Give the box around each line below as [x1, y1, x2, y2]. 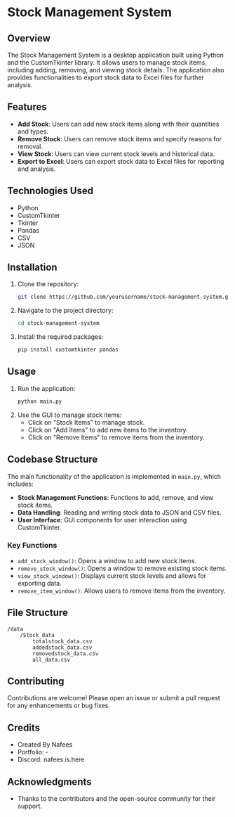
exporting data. [17, 579, 62, 587]
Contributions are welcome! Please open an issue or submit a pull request [7, 694, 221, 702]
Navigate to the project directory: [17, 307, 114, 315]
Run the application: [17, 384, 76, 392]
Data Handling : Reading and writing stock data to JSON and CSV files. [17, 508, 222, 517]
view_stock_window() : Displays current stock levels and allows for [17, 571, 207, 580]
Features [7, 101, 47, 113]
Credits [7, 721, 41, 733]
